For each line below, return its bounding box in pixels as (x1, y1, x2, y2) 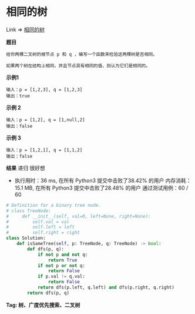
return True (48, 257, 78, 263)
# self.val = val (6, 219, 69, 224)
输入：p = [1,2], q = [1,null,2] (6, 117, 85, 123)
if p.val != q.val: (37, 273, 85, 280)
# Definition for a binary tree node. (6, 202, 101, 208)
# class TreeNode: (6, 207, 51, 214)
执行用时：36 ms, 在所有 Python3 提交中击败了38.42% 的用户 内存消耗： (14, 177, 191, 184)
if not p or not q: (37, 263, 85, 269)
